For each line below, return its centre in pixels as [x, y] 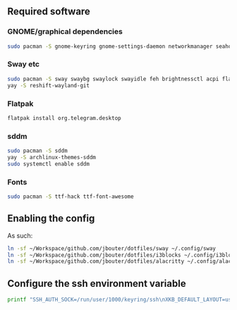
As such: [20, 235]
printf [17, 300]
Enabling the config [51, 219]
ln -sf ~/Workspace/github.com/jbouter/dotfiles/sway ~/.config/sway [112, 248]
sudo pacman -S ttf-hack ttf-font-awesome [71, 197]
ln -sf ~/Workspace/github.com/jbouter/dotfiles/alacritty [96, 261]
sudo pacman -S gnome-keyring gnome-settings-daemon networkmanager [110, 46]
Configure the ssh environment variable [97, 284]
